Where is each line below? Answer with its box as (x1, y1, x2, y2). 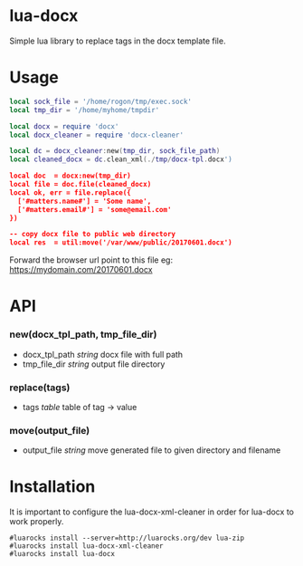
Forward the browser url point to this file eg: (9, 254, 174, 265)
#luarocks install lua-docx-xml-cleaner (9, 542, 165, 551)
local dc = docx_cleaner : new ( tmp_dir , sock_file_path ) (9, 147, 221, 156)
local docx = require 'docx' (9, 121, 119, 131)
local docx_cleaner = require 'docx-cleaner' (9, 130, 184, 139)
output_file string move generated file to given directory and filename (22, 445, 281, 456)
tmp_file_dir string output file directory (22, 359, 166, 369)
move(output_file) (9, 424, 90, 436)
